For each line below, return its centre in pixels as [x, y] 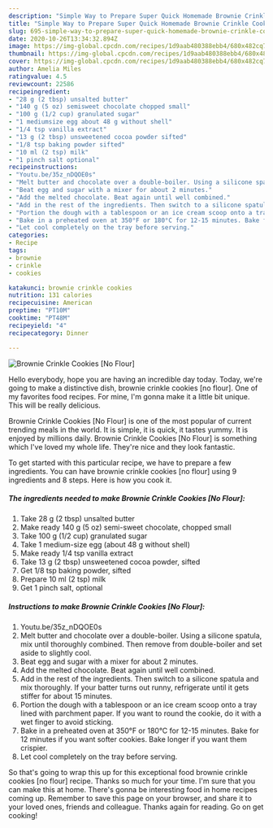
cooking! [23, 816]
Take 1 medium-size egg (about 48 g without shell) [105, 545]
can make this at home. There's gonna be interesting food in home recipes [133, 790]
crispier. [34, 748]
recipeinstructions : [43, 168]
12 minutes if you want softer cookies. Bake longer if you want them [134, 739]
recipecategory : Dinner [49, 333]
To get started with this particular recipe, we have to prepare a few [120, 462]
